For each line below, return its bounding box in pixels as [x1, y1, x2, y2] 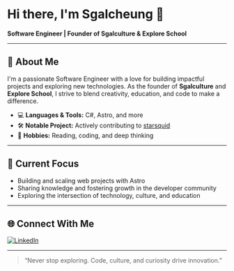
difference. [7, 97, 39, 105]
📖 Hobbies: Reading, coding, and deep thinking [17, 131, 154, 139]
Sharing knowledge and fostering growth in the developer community [17, 184, 217, 192]
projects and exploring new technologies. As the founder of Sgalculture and [7, 82, 226, 90]
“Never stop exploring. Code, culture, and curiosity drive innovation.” [24, 256, 223, 265]
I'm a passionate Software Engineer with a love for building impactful [7, 75, 205, 83]
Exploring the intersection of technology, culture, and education [17, 191, 201, 199]
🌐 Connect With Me [7, 217, 95, 229]
